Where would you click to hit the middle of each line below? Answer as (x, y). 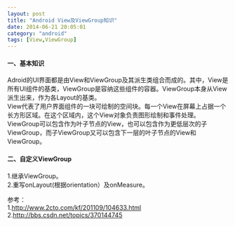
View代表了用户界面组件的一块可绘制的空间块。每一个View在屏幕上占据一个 (117, 107)
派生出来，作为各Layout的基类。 (54, 98)
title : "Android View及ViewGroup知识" (62, 20)
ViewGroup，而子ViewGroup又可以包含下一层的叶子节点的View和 (102, 133)
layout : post (26, 14)
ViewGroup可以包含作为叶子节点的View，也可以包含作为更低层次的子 (107, 124)
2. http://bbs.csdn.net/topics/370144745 (65, 215)
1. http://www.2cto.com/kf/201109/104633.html (74, 207)
